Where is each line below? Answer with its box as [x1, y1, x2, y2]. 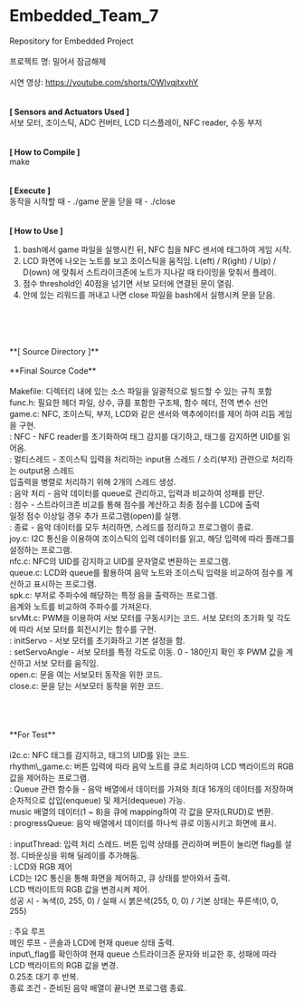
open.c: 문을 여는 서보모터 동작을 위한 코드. [9, 668, 163, 680]
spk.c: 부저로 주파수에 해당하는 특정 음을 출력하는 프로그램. [9, 589, 218, 600]
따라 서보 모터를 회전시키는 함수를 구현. [18, 623, 157, 635]
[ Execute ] [9, 185, 52, 196]
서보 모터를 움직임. [33, 657, 100, 668]
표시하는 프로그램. [33, 578, 97, 589]
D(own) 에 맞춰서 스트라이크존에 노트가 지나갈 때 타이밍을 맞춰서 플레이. [22, 267, 277, 277]
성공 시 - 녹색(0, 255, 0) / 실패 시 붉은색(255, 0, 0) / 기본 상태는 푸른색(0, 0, [9, 895, 279, 906]
